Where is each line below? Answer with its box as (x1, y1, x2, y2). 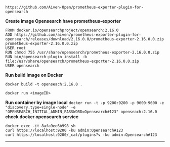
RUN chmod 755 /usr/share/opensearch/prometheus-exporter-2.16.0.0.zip (5, 50, 159, 55)
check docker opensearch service (5, 114, 79, 120)
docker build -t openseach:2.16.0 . (5, 82, 82, 87)
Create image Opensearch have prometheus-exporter (5, 18, 121, 24)
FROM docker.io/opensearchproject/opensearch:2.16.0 (5, 28, 119, 33)
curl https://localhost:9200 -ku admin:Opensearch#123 (5, 128, 123, 133)
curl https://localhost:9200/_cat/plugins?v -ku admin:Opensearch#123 (5, 132, 157, 137)
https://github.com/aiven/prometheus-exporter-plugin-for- (14, 32, 142, 37)
